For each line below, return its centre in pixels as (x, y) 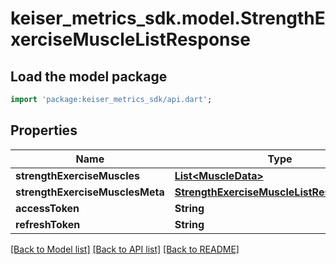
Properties (44, 130)
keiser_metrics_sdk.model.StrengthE (168, 18)
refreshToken (48, 224)
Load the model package (89, 76)
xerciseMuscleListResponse (130, 39)
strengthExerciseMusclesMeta (90, 192)
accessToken (47, 208)
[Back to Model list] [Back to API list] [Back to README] (125, 249)
